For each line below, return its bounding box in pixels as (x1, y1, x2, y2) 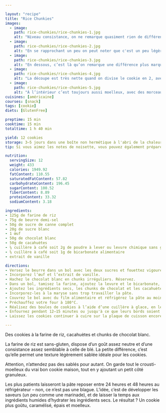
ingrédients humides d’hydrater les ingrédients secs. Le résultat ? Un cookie (5, 397, 160, 403)
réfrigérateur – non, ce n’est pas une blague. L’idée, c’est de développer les (5, 387, 159, 392)
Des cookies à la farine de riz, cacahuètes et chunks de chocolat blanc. (5, 332, 151, 337)
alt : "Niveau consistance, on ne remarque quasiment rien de (14, 35, 142, 40)
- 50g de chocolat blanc (5, 236, 56, 241)
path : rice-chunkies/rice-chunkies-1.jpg (14, 30, 100, 35)
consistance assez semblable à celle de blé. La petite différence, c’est (5, 347, 147, 352)
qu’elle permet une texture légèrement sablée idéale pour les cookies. (5, 352, 147, 358)
